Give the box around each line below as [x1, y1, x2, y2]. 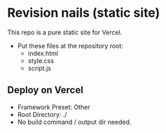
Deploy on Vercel [7, 84, 84, 96]
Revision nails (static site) [7, 5, 160, 21]
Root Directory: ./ [17, 110, 67, 118]
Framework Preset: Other [17, 103, 90, 111]
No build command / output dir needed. [17, 118, 132, 126]
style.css [27, 56, 55, 64]
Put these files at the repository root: [17, 41, 124, 50]
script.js [27, 64, 51, 72]
